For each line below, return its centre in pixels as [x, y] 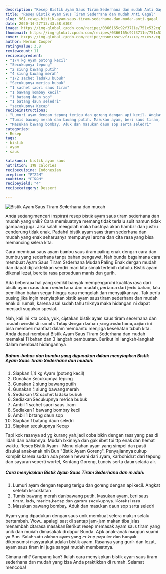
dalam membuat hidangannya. [36, 344]
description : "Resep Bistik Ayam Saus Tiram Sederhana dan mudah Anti [80, 10]
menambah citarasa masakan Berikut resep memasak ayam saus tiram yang [83, 526]
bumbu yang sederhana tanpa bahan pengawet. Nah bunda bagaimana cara [83, 257]
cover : [12, 37]
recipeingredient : [24, 55]
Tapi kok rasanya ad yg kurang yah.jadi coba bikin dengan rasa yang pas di [82, 435]
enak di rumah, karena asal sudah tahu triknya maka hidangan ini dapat [78, 303]
